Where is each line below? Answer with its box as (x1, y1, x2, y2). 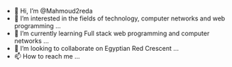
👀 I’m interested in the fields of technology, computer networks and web (13, 14, 226, 23)
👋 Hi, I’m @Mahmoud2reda (13, 7, 93, 15)
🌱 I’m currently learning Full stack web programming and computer (13, 29, 210, 37)
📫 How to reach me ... (13, 52, 80, 60)
